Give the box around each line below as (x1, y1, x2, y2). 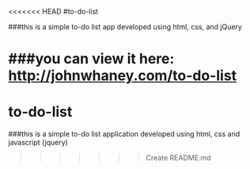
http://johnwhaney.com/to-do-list (8, 67, 237, 85)
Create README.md (146, 153, 211, 163)
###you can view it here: (8, 50, 175, 68)
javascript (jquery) (8, 138, 69, 148)
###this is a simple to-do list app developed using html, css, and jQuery (8, 22, 243, 31)
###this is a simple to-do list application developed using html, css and (8, 129, 241, 139)
